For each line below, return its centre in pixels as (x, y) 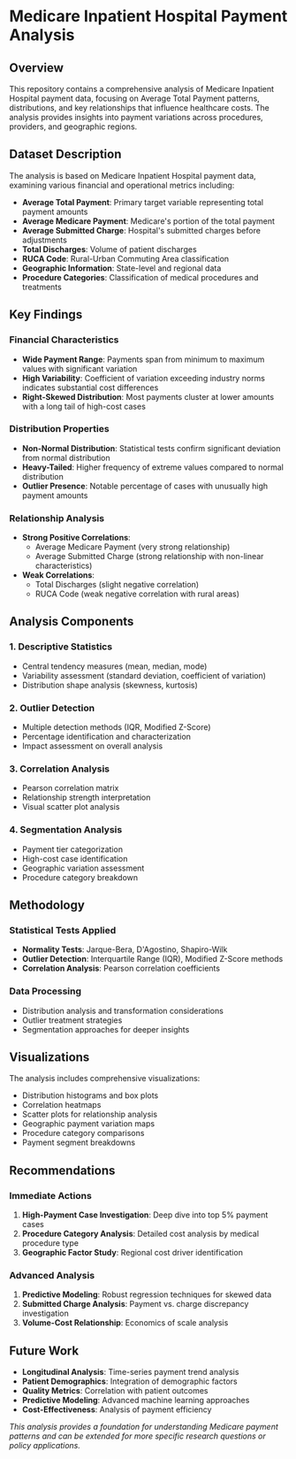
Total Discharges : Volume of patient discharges (109, 249)
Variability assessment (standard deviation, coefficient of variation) (144, 675)
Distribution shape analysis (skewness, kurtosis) (110, 685)
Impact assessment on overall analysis (92, 746)
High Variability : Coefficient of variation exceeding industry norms (143, 378)
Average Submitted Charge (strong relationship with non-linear (149, 557)
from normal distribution (66, 457)
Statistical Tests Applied (63, 930)
